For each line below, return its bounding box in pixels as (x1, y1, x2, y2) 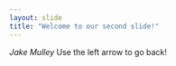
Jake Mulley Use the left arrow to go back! (9, 46, 167, 57)
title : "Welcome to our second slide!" (9, 22, 160, 31)
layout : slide (9, 13, 63, 23)
